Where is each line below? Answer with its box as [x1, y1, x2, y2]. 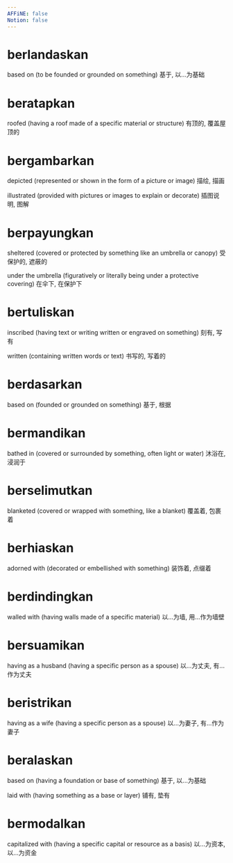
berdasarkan [7, 377, 83, 393]
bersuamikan [7, 638, 85, 654]
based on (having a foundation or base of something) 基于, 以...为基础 [7, 776, 207, 784]
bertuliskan [7, 304, 75, 320]
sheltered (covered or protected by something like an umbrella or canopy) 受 [7, 248, 226, 258]
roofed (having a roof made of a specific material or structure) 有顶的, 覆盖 [7, 119, 220, 127]
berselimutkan [7, 483, 93, 498]
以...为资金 [7, 848, 37, 857]
